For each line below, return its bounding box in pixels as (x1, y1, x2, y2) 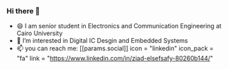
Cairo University (16, 29, 63, 37)
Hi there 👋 (6, 6, 41, 16)
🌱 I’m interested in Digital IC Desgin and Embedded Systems (16, 37, 188, 45)
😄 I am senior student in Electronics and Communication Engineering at (16, 22, 222, 30)
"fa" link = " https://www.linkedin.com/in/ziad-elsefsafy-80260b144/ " (16, 55, 214, 63)
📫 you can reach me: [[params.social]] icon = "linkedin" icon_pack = (16, 44, 214, 52)
